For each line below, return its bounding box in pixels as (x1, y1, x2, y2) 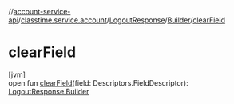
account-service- (13, 7, 71, 16)
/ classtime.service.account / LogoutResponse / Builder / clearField (18, 15, 226, 25)
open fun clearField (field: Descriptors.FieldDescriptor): (8, 78, 189, 87)
